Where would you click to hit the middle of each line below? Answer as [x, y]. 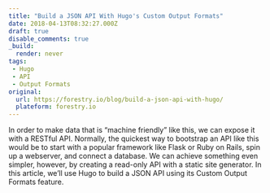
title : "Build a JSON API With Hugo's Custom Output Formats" [116, 16]
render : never [39, 54]
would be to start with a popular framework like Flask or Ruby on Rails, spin [134, 147]
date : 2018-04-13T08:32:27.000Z [63, 24]
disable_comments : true [49, 39]
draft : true [28, 31]
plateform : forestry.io [56, 107]
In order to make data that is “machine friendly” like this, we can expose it [132, 130]
